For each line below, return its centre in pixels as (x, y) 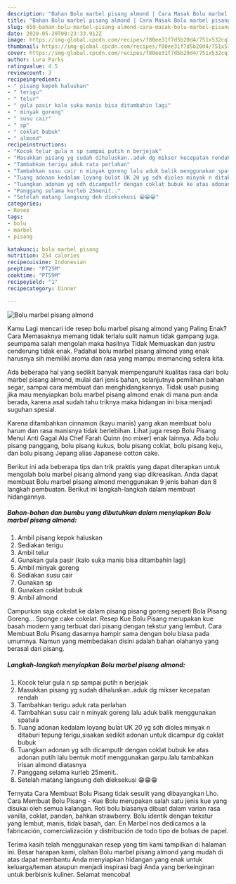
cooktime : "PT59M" (34, 275)
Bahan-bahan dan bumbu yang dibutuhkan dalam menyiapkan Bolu (109, 513)
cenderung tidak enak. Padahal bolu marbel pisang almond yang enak (108, 351)
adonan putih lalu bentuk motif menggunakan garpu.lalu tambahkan (116, 757)
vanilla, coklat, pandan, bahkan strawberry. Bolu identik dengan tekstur (110, 816)
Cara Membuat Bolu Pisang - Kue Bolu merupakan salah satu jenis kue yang (117, 801)
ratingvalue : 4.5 (33, 66)
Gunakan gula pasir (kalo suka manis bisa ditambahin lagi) (101, 560)
